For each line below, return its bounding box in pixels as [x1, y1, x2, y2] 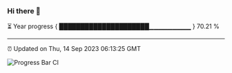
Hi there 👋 [7, 6, 41, 16]
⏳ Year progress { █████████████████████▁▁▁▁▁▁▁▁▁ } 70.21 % [7, 22, 220, 30]
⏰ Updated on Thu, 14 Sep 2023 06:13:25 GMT [7, 45, 142, 53]
